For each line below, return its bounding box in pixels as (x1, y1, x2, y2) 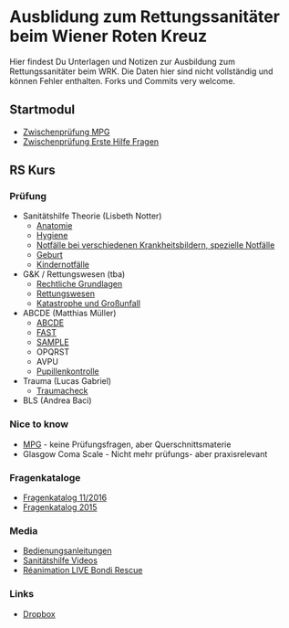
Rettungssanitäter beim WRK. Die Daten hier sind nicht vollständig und (9, 66, 274, 77)
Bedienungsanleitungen (22, 546, 112, 557)
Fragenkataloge (9, 471, 81, 484)
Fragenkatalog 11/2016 (22, 492, 108, 504)
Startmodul (9, 102, 76, 118)
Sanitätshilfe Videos (22, 555, 98, 566)
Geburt (36, 250, 64, 261)
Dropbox (22, 608, 57, 619)
